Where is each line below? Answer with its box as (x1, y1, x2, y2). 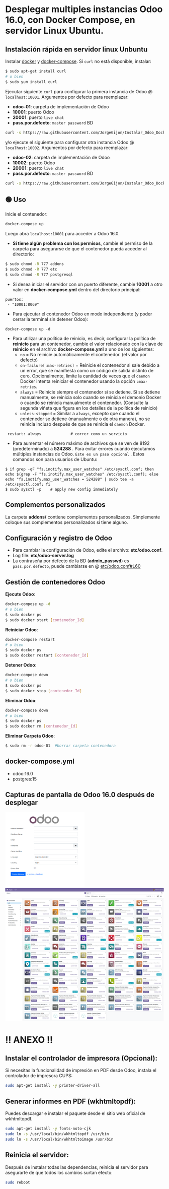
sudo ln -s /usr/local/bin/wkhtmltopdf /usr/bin (5, 1132, 109, 1137)
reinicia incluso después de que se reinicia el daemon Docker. (20, 421, 145, 427)
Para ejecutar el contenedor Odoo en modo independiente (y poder (12, 311, 152, 317)
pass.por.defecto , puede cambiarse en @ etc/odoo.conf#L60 (12, 563, 141, 569)
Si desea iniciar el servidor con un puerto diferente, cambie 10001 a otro (12, 281, 162, 287)
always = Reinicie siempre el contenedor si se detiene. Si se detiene (20, 389, 160, 395)
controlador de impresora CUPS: (5, 1073, 73, 1079)
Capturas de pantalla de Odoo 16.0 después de (5, 790, 155, 799)
